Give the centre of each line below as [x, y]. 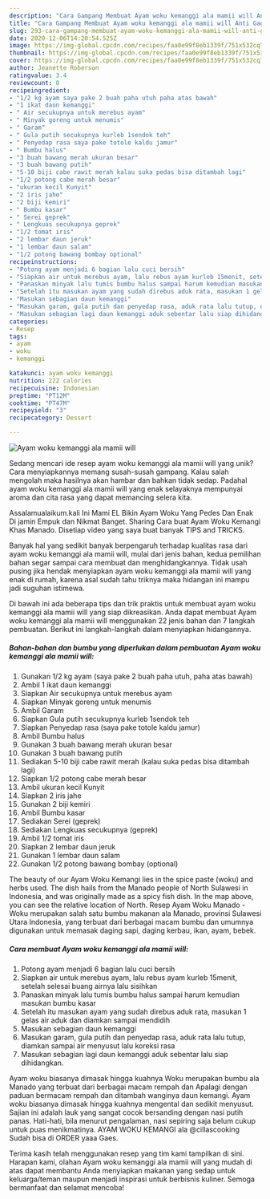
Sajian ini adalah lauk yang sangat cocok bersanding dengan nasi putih [126, 1112]
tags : [18, 336]
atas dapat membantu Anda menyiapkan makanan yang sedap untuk [122, 1170]
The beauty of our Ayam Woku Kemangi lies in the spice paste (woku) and [131, 879]
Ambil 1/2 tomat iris [52, 838]
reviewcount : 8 [34, 83]
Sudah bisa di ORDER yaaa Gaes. [64, 1138]
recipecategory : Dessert [50, 418]
